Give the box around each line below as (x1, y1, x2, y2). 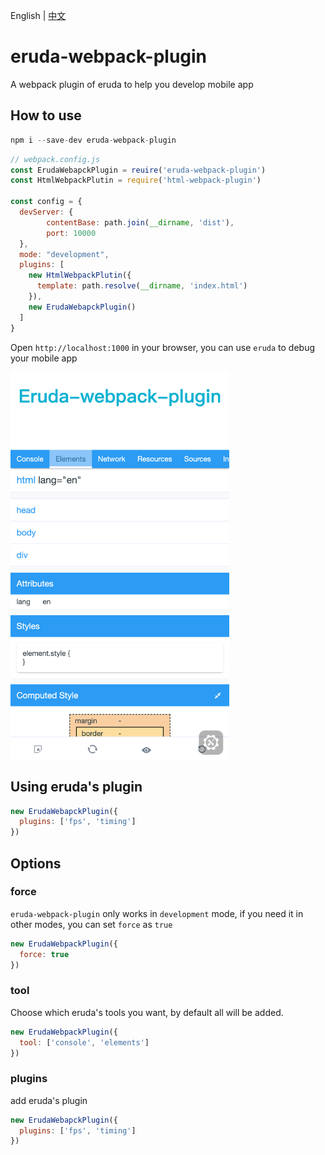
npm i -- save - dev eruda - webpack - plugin (10, 135, 177, 145)
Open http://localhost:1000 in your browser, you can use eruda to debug (10, 341, 316, 353)
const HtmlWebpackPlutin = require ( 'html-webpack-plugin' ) (10, 175, 262, 186)
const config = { (10, 197, 83, 207)
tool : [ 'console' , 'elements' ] (19, 1037, 150, 1048)
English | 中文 (10, 10, 67, 21)
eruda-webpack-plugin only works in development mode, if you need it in (10, 907, 304, 919)
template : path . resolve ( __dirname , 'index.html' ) (36, 281, 248, 291)
